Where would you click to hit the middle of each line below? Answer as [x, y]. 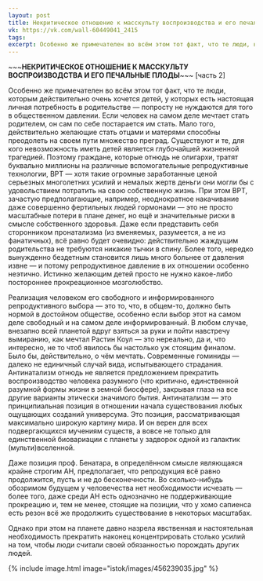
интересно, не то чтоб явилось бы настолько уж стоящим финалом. [122, 348]
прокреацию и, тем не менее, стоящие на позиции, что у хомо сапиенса [130, 505]
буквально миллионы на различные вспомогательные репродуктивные [128, 166]
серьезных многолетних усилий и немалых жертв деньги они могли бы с [131, 182]
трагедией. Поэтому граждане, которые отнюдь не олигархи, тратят [123, 157]
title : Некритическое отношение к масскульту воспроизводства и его [122, 23]
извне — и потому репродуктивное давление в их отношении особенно [128, 266]
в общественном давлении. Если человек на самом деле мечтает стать [129, 115]
